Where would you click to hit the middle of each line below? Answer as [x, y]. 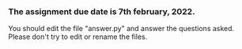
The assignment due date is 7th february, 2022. [102, 12]
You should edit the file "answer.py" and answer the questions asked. [121, 29]
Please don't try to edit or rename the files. [78, 37]
